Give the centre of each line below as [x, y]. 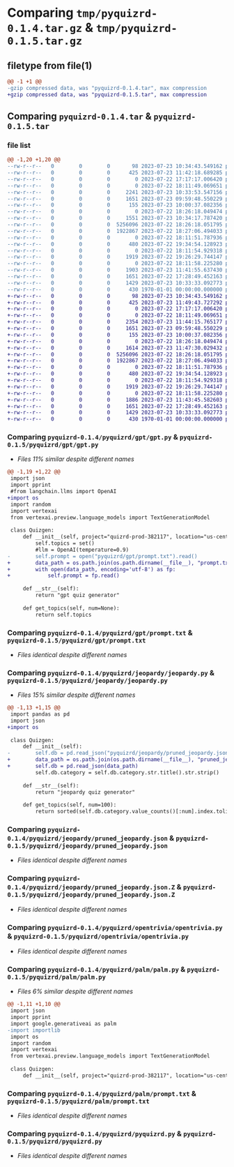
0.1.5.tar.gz [45, 42]
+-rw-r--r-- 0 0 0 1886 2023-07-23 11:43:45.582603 [115, 400]
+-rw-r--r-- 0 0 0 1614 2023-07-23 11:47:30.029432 [115, 348]
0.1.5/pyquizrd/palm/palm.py [57, 977]
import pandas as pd [40, 714]
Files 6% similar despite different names [75, 991]
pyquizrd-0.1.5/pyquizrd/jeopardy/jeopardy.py [88, 680]
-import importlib [34, 1030]
